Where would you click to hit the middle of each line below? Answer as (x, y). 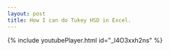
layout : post (27, 14)
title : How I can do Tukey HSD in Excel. (69, 20)
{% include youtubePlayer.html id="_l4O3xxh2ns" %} (85, 40)
